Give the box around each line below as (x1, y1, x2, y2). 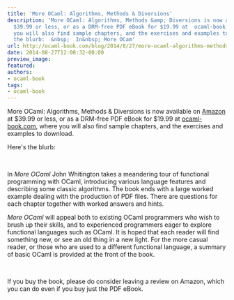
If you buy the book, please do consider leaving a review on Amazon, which (7, 277, 225, 286)
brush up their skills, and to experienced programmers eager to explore (7, 220, 212, 229)
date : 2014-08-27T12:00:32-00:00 (7, 50, 104, 57)
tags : (7, 82, 23, 89)
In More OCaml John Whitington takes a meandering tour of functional (7, 170, 210, 179)
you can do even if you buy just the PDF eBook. (7, 285, 144, 293)
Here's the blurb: (7, 143, 56, 151)
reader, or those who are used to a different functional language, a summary (7, 243, 226, 251)
